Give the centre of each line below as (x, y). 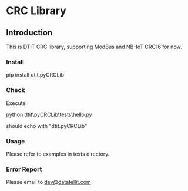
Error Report (24, 169)
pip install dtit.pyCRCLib (35, 75)
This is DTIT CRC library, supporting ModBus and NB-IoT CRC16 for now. (94, 47)
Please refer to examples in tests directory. (58, 154)
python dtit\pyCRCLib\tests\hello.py (49, 114)
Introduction (29, 33)
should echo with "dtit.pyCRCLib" (47, 126)
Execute (16, 103)
